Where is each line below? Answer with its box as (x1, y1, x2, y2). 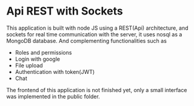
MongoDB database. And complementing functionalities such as (6, 37, 167, 44)
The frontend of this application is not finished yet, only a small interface (6, 86, 187, 93)
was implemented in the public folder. (6, 93, 100, 100)
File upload (15, 62, 44, 69)
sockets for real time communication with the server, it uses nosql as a (6, 30, 182, 38)
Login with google (15, 55, 61, 62)
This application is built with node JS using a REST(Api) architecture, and (6, 24, 189, 31)
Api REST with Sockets (6, 4, 123, 18)
